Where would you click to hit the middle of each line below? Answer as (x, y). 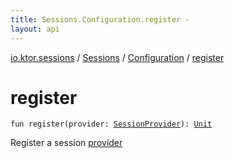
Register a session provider (66, 143)
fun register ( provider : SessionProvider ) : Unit (111, 124)
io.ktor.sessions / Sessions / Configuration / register (117, 57)
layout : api (35, 29)
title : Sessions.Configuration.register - (100, 19)
